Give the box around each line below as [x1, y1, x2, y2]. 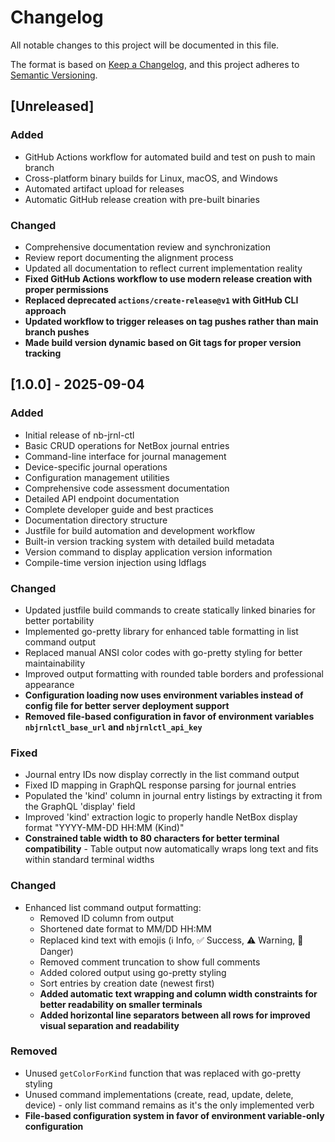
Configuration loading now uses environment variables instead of [24, 689, 304, 701]
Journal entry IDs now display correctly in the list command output [24, 769, 300, 781]
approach [24, 304, 67, 316]
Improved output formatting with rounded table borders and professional [24, 667, 325, 680]
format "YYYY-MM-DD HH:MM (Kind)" [24, 822, 185, 834]
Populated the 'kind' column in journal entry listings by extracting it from [24, 790, 323, 802]
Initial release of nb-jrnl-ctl [24, 429, 135, 441]
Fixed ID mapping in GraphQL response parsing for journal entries [24, 779, 297, 791]
